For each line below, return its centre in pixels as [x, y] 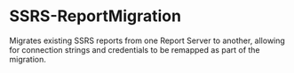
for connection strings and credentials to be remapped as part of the [135, 49]
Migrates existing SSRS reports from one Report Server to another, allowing [147, 40]
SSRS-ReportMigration [95, 16]
